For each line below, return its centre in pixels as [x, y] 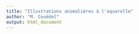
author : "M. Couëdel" [33, 17]
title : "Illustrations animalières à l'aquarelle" [70, 11]
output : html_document [34, 22]
